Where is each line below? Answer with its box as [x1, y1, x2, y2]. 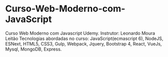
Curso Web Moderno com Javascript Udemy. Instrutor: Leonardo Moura [5, 30, 155, 36]
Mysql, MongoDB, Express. [5, 46, 62, 52]
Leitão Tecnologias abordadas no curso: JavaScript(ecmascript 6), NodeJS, [5, 35, 163, 41]
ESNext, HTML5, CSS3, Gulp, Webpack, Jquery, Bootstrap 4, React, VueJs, [5, 40, 162, 46]
